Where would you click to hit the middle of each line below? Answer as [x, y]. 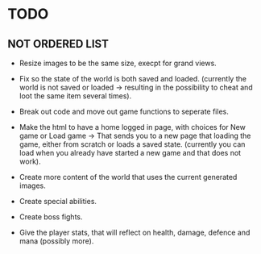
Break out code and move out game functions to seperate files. [124, 111]
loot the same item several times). [75, 96]
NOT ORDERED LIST [58, 44]
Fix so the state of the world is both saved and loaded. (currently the [133, 79]
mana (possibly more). [56, 241]
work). [30, 161]
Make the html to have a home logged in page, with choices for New [133, 127]
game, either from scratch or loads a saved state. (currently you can [132, 144]
